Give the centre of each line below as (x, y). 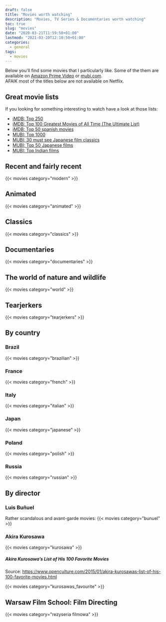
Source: (13, 571)
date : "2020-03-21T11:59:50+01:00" (42, 33)
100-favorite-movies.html (31, 577)
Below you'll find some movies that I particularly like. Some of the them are (82, 71)
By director (23, 493)
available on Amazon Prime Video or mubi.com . (54, 76)
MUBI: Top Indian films (36, 151)
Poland (14, 442)
